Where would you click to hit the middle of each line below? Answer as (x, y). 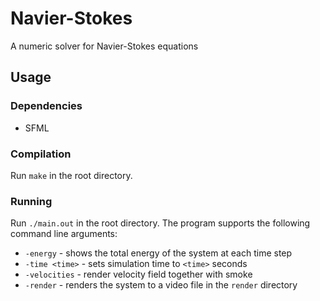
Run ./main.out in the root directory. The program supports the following (160, 223)
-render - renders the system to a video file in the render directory (161, 285)
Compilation (41, 154)
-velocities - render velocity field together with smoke (138, 274)
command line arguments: (64, 234)
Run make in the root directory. (71, 175)
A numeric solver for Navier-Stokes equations (104, 46)
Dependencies (46, 106)
